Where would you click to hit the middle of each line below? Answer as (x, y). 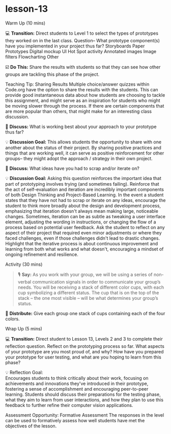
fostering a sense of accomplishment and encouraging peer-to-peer (77, 389)
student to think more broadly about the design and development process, (83, 206)
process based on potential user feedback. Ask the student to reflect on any (85, 227)
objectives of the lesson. (31, 426)
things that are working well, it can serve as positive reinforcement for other (85, 153)
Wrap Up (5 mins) (24, 328)
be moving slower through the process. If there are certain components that (85, 106)
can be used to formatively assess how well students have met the (75, 420)
